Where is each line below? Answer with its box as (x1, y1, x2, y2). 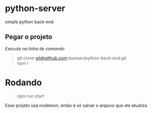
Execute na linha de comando (5, 45, 65, 51)
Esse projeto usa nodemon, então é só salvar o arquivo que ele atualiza (5, 102, 148, 108)
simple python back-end (5, 19, 54, 25)
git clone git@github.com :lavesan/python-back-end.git (16, 55, 127, 61)
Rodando (5, 77, 42, 88)
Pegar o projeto (5, 33, 52, 41)
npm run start (16, 93, 45, 99)
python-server (5, 3, 65, 14)
